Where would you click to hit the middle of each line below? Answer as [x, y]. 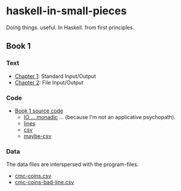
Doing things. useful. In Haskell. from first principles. [70, 27]
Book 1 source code [39, 111]
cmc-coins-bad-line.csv [44, 182]
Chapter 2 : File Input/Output [49, 82]
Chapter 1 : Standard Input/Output [55, 76]
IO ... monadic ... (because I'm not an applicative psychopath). [100, 117]
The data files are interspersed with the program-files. [72, 164]
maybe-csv [37, 136]
